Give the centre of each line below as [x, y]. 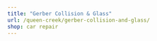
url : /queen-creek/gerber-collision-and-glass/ [79, 20]
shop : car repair [33, 26]
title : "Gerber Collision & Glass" [60, 14]
